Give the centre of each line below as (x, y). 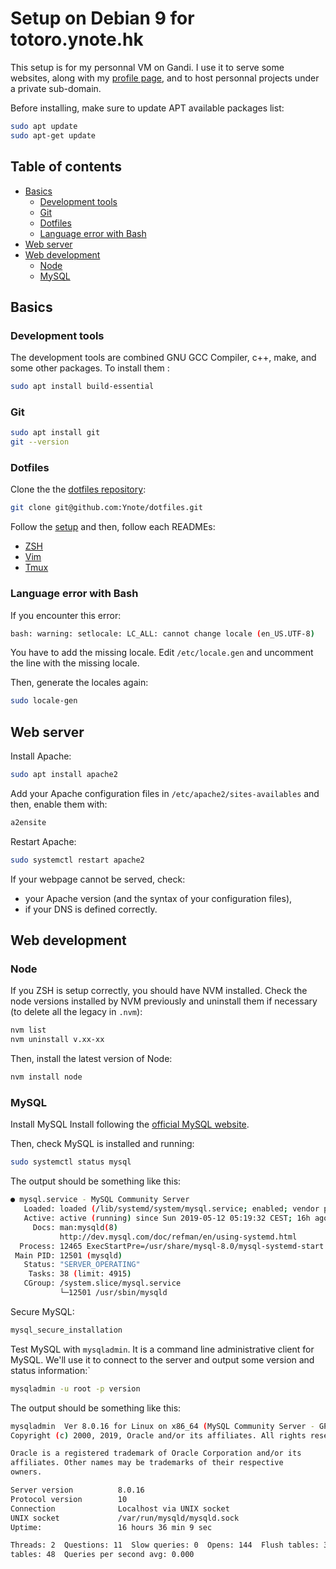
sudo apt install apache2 (64, 775)
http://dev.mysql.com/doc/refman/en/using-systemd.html (178, 1237)
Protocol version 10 (69, 1499)
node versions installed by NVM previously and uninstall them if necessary (164, 1001)
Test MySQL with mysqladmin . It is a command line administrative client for (162, 1349)
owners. (26, 1472)
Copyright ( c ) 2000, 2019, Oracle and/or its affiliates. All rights (158, 1435)
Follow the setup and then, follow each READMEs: (113, 527)
